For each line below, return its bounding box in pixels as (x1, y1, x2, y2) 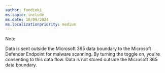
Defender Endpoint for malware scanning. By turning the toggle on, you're (5, 51, 160, 57)
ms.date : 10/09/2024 (5, 17, 49, 22)
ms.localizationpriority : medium (5, 21, 76, 27)
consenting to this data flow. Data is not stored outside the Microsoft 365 (5, 57, 158, 63)
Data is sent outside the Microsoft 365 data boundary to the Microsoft (5, 45, 151, 52)
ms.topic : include (5, 12, 44, 17)
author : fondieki (5, 7, 42, 13)
